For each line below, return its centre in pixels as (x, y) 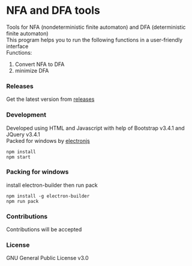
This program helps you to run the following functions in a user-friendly (94, 40)
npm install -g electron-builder (48, 196)
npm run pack (22, 201)
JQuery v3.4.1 (23, 134)
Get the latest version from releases (50, 99)
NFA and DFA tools (53, 11)
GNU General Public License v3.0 (47, 258)
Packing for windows (37, 172)
